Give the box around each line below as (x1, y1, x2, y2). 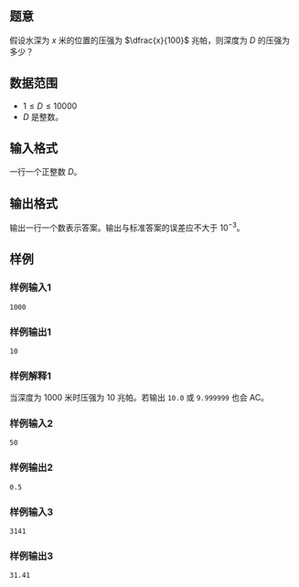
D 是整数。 (22, 111, 64, 122)
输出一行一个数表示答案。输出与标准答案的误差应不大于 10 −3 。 (9, 220, 245, 233)
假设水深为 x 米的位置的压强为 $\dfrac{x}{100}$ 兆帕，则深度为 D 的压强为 (9, 35, 291, 46)
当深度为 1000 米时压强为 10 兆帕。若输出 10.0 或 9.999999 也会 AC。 (9, 392, 270, 403)
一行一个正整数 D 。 (9, 166, 82, 177)
